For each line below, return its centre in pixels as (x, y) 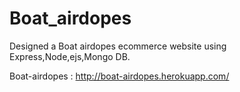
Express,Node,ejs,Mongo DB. (70, 56)
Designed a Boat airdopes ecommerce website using (118, 46)
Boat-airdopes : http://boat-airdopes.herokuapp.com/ (119, 76)
